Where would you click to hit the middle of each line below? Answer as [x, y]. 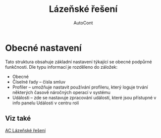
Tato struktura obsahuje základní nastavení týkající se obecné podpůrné [79, 62]
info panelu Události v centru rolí [46, 103]
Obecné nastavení [43, 48]
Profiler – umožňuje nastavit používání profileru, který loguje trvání [80, 87]
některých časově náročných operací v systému [61, 92]
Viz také [18, 118]
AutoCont [83, 23]
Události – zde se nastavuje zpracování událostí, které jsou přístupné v [84, 97]
